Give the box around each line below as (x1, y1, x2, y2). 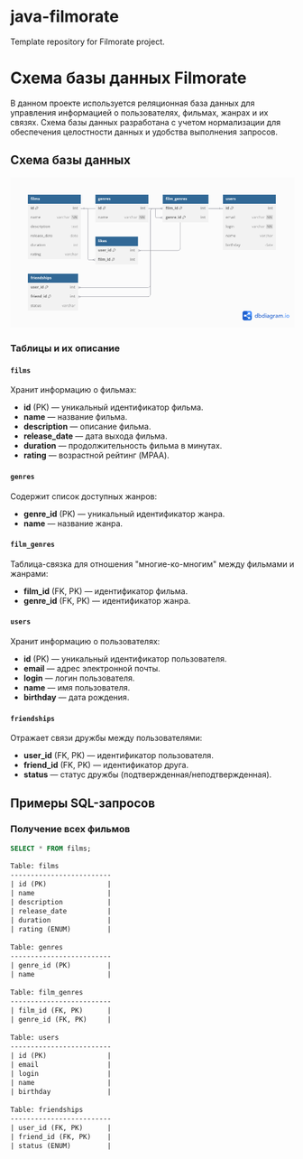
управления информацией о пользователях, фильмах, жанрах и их (10, 107, 269, 118)
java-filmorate (10, 6, 120, 27)
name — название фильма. (23, 412, 128, 422)
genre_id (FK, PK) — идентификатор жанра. (23, 595, 191, 606)
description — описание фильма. (23, 422, 151, 432)
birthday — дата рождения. (23, 692, 130, 703)
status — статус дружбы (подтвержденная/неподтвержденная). (23, 769, 272, 780)
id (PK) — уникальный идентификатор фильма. (23, 402, 204, 413)
